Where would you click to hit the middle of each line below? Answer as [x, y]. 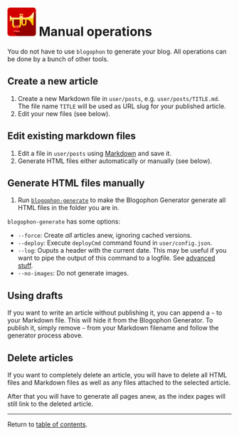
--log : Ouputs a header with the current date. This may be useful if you [122, 251]
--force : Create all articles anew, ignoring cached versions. [105, 236]
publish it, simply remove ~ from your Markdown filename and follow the [113, 328]
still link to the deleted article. [51, 404]
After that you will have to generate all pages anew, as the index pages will [117, 396]
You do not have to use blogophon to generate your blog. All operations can [117, 51]
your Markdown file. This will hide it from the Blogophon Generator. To [110, 320]
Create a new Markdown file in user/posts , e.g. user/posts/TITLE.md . [118, 98]
